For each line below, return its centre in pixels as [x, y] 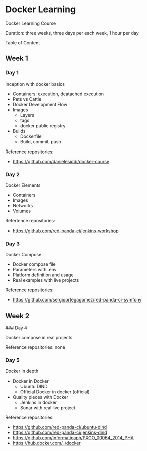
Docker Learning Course [31, 23]
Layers [27, 115]
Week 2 [17, 316]
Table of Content [23, 43]
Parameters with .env [34, 270]
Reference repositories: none [35, 347]
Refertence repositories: [30, 220]
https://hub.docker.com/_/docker [47, 443]
